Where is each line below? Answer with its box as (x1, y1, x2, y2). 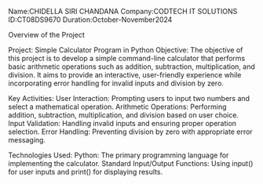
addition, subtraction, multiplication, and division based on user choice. (8, 110, 239, 120)
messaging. (8, 135, 46, 144)
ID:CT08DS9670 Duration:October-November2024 (8, 15, 173, 24)
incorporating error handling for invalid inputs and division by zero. (8, 78, 224, 88)
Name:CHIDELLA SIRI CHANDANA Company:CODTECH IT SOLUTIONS (8, 7, 238, 16)
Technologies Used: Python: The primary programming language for (8, 150, 229, 160)
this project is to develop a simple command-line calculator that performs (8, 54, 246, 63)
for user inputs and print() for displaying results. (8, 168, 163, 176)
